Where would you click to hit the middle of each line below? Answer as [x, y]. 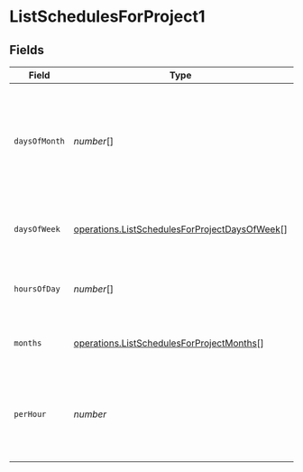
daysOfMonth [40, 141]
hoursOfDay [37, 289]
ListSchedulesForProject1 [107, 17]
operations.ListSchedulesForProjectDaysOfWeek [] [180, 229]
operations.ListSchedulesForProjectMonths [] [169, 343]
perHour [30, 414]
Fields [27, 50]
